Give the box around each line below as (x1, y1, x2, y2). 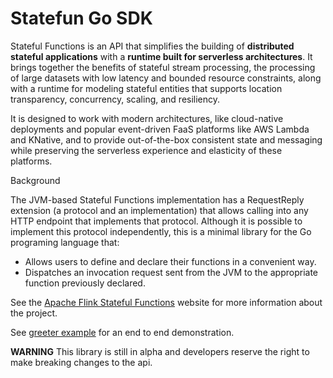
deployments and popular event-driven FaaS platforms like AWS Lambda (10, 123, 310, 135)
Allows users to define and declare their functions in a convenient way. (24, 255, 317, 267)
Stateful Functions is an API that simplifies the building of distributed (10, 40, 295, 52)
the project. (10, 307, 58, 319)
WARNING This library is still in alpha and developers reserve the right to (10, 345, 310, 357)
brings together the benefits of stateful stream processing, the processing (10, 61, 316, 73)
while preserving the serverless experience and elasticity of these (10, 144, 283, 156)
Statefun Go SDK (10, 7, 153, 30)
